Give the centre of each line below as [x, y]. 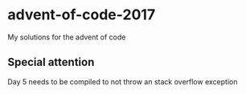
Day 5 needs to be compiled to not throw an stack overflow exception [123, 81]
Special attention [51, 62]
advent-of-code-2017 [82, 15]
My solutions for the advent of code [67, 37]
